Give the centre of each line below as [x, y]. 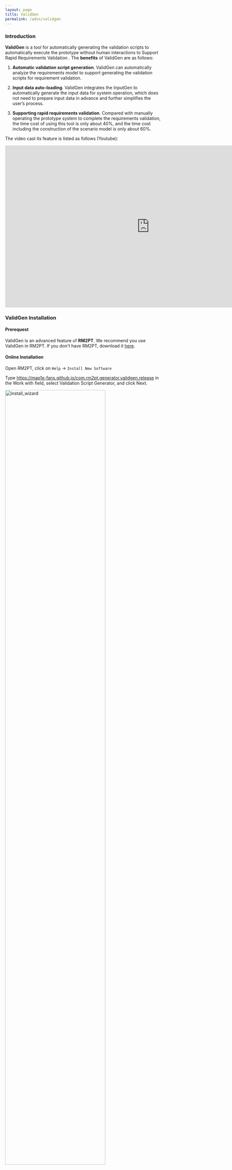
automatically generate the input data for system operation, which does [85, 93]
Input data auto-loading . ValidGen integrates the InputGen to [75, 87]
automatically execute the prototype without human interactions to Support [82, 52]
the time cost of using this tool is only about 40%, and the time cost [82, 123]
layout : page [19, 10]
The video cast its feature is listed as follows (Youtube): [62, 138]
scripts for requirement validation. [47, 78]
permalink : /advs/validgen [33, 19]
